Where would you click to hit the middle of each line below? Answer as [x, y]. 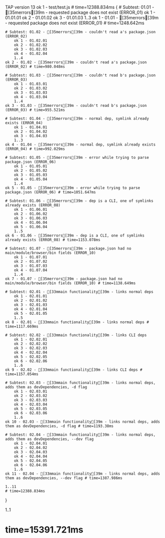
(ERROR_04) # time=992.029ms [35, 149]
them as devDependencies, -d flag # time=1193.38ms [59, 426]
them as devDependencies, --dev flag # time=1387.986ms [64, 478]
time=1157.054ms [22, 374]
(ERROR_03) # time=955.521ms [35, 110]
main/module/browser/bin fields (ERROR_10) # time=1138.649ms [70, 283]
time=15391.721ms [44, 530]
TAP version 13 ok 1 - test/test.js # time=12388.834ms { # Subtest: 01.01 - [80, 7]
